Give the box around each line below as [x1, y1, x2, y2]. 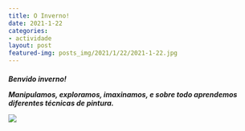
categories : [8, 27, 48, 35]
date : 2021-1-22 [8, 19, 63, 27]
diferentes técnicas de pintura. [8, 98, 114, 108]
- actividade [8, 34, 52, 43]
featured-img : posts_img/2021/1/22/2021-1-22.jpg [8, 49, 178, 57]
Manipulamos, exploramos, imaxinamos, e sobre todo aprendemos [8, 89, 238, 99]
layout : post [8, 42, 52, 50]
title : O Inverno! [8, 11, 70, 20]
